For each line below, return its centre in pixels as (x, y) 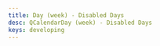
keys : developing (36, 30)
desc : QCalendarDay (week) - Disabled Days (80, 23)
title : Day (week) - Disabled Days (66, 15)
